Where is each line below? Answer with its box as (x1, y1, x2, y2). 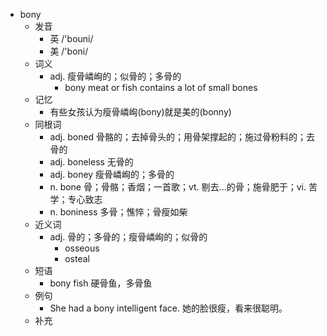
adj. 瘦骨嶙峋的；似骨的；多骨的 (49, 70, 182, 82)
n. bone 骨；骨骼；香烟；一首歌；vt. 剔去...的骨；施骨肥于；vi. (49, 181, 307, 193)
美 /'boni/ (49, 45, 89, 57)
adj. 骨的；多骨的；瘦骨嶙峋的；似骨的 (49, 231, 208, 243)
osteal (64, 253, 90, 264)
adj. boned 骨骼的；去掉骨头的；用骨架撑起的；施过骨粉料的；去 (49, 131, 316, 143)
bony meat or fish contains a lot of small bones (64, 82, 258, 93)
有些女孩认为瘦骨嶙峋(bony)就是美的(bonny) (49, 106, 232, 118)
